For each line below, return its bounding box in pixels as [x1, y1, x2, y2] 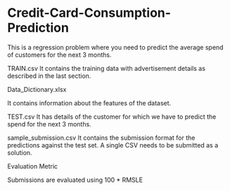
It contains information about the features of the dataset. [7, 98, 172, 107]
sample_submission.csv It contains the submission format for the [7, 133, 196, 142]
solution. [7, 148, 33, 157]
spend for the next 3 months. [7, 119, 91, 128]
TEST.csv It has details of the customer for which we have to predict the [7, 112, 217, 121]
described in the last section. [7, 72, 91, 80]
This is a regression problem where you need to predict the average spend [7, 43, 224, 51]
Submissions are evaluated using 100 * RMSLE [7, 176, 143, 184]
